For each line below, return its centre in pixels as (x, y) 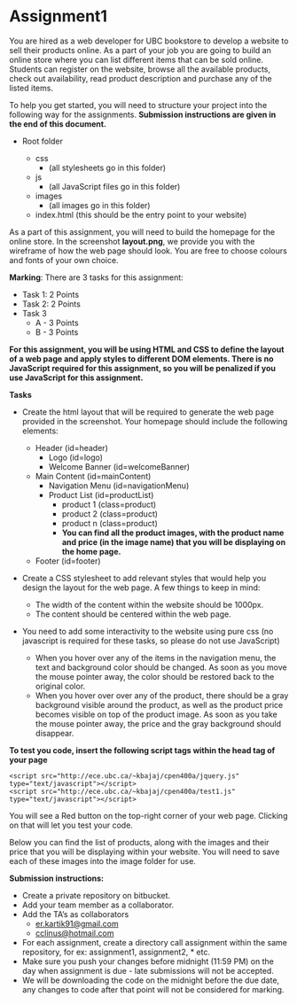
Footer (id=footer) (68, 561)
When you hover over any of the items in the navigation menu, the (156, 658)
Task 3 (34, 313)
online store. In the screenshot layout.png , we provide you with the (132, 241)
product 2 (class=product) (109, 514)
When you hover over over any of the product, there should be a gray (162, 695)
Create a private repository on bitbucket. (96, 895)
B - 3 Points (57, 332)
